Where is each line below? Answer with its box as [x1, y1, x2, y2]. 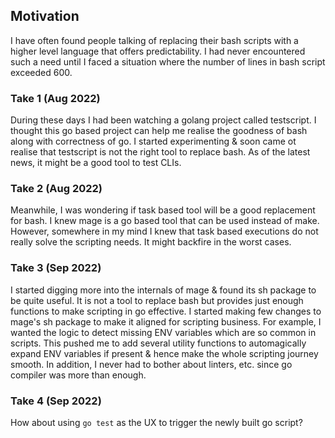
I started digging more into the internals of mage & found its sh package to [10, 284, 317, 296]
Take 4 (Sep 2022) [10, 394, 102, 408]
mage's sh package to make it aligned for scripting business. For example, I [10, 315, 322, 328]
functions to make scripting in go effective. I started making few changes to [10, 305, 322, 317]
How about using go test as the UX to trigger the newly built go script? [10, 417, 303, 428]
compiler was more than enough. [10, 369, 147, 381]
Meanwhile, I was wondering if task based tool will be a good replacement [10, 204, 316, 216]
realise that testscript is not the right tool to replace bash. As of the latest [10, 146, 311, 158]
